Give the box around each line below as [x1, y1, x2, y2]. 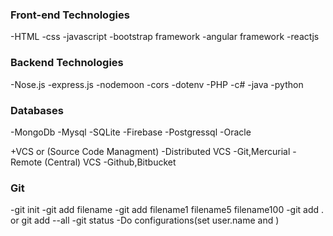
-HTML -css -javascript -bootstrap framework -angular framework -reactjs [10, 31, 320, 43]
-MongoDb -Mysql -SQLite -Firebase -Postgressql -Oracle [10, 126, 252, 138]
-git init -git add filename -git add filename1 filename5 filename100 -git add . [10, 204, 325, 216]
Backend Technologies [10, 56, 124, 70]
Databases [10, 103, 64, 117]
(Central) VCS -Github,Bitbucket [44, 156, 177, 168]
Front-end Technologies [10, 8, 130, 22]
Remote [10, 156, 43, 168]
